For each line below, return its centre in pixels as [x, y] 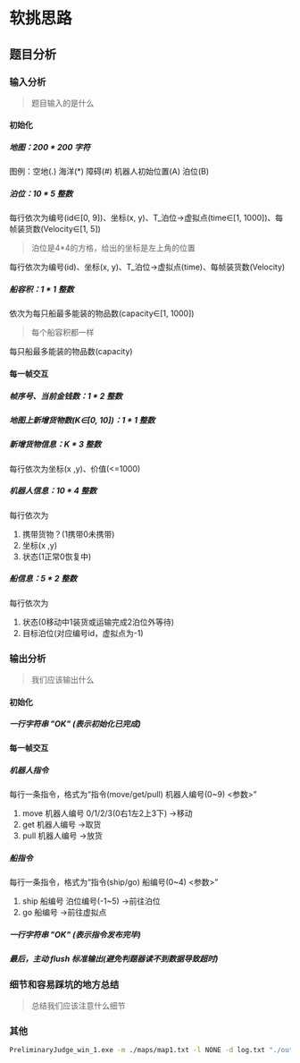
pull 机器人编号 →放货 [62, 836]
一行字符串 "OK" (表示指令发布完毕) [75, 935]
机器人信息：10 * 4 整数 [53, 491]
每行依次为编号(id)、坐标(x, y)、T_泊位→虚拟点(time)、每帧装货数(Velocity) [147, 267]
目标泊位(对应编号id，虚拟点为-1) [83, 633]
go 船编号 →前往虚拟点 [64, 913]
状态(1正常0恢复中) [57, 557]
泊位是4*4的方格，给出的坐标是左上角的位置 [113, 248]
